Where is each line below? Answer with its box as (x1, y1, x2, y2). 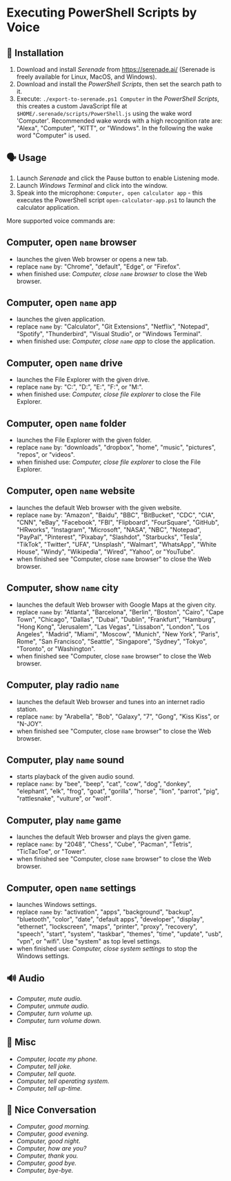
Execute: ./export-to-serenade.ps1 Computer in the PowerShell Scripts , (16, 95, 220, 103)
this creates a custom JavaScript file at (16, 102, 128, 110)
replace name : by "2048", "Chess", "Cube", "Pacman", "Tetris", (16, 840, 192, 848)
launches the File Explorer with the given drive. (16, 375, 150, 384)
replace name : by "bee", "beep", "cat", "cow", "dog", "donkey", (16, 780, 192, 788)
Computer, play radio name (6, 679, 120, 691)
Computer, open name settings (6, 882, 137, 894)
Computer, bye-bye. (16, 1167, 74, 1175)
